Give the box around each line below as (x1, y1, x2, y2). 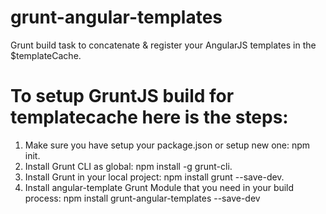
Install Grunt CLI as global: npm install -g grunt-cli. (24, 160, 233, 172)
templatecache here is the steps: (10, 106, 289, 129)
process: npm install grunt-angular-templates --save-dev (24, 192, 261, 204)
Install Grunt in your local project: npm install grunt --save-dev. (24, 171, 285, 183)
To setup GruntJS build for (10, 85, 235, 108)
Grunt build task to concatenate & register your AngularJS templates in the (10, 39, 317, 51)
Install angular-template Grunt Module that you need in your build (24, 181, 295, 193)
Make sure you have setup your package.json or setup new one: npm (24, 139, 311, 151)
